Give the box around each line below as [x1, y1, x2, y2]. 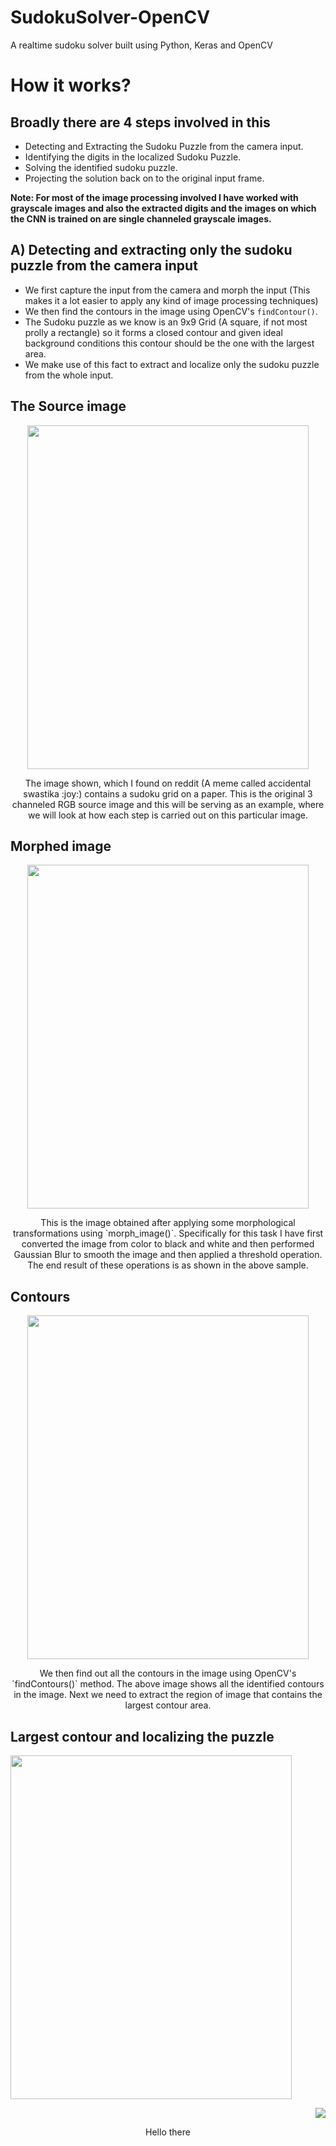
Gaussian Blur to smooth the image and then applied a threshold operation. [13, 1249, 323, 1261]
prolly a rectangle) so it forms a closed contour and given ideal [24, 326, 283, 338]
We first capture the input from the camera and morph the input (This [24, 284, 311, 296]
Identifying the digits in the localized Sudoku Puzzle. [24, 151, 242, 163]
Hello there [145, 2126, 191, 2138]
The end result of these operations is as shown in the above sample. [27, 1259, 309, 1271]
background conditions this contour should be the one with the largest [24, 337, 315, 349]
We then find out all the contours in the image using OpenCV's [39, 1667, 297, 1680]
